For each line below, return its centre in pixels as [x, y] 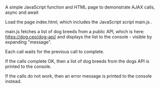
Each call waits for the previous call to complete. [55, 52]
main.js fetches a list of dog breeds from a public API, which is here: [75, 31]
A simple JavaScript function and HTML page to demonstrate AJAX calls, [80, 7]
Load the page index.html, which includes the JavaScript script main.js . [79, 22]
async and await [22, 12]
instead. [13, 81]
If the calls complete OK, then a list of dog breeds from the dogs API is [77, 61]
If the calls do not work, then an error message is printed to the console [79, 76]
